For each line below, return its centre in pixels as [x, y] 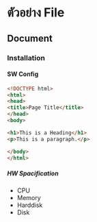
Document [30, 38]
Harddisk [30, 205]
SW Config [23, 74]
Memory [29, 198]
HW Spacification [33, 173]
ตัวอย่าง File [36, 13]
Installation [26, 58]
